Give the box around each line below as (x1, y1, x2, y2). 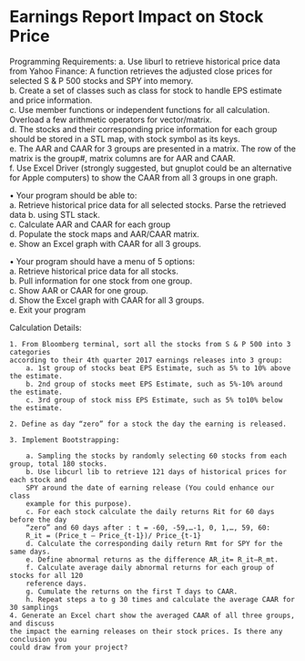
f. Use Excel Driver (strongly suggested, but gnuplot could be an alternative (9, 162, 292, 173)
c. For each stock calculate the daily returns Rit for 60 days (25, 507, 275, 516)
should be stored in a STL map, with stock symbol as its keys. (9, 133, 240, 144)
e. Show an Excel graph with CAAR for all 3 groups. (9, 238, 202, 249)
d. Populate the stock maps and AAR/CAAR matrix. (9, 228, 200, 239)
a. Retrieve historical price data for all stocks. (9, 265, 179, 276)
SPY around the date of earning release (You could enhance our (25, 483, 275, 492)
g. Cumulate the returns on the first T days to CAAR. (25, 586, 239, 596)
